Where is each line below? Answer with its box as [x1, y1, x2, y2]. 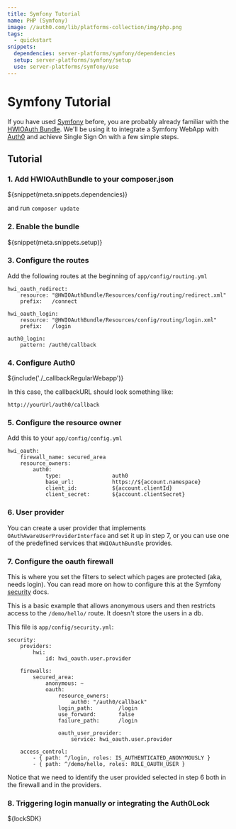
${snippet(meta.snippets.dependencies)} [7, 190, 128, 199]
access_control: [20, 748, 69, 756]
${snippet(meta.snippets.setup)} [7, 238, 103, 246]
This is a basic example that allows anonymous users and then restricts [7, 601, 216, 610]
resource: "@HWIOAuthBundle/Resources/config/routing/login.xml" [20, 317, 218, 324]
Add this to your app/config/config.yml [7, 434, 123, 442]
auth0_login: [7, 335, 46, 342]
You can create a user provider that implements [7, 523, 147, 532]
